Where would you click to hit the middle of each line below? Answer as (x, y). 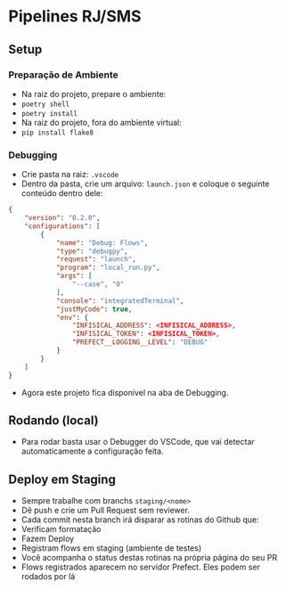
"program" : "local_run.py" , (108, 268)
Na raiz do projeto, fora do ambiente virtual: (101, 122)
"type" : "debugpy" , (92, 251)
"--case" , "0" (98, 284)
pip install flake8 (57, 132)
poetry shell (45, 104)
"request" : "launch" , (96, 259)
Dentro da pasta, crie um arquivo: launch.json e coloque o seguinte (145, 184)
